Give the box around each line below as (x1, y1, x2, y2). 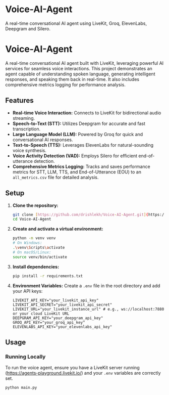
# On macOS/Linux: (12, 249, 51, 255)
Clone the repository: (12, 202, 59, 208)
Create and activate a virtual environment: (12, 226, 103, 232)
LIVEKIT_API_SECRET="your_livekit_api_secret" (12, 302, 112, 307)
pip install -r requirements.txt (12, 273, 83, 279)
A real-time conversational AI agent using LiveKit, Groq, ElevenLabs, (5, 20, 147, 26)
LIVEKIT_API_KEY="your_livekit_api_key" (12, 297, 99, 303)
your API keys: (12, 288, 43, 294)
